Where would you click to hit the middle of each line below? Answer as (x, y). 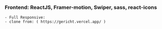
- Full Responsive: (25, 18)
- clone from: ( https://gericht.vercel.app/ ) (55, 22)
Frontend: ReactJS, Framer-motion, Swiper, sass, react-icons (81, 7)
